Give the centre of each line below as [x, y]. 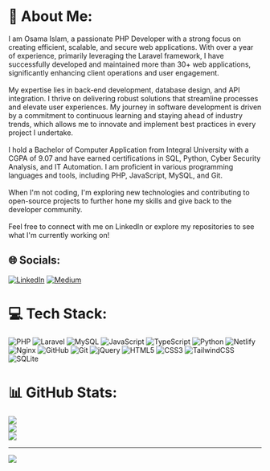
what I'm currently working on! [59, 235]
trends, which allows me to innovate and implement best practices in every [132, 124]
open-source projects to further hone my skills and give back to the [120, 201]
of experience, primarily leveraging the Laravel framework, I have [116, 55]
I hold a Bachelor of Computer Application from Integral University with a [129, 149]
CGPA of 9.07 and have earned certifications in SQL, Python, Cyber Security [135, 158]
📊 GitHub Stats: [63, 392]
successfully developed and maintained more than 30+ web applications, [130, 64]
